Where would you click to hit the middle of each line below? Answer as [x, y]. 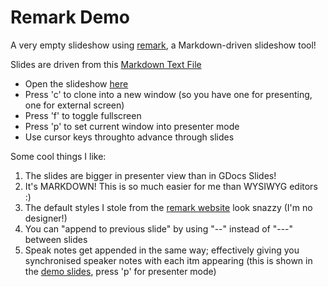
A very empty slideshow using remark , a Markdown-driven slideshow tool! [163, 45]
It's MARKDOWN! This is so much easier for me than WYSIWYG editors [171, 186]
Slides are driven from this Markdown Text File [106, 64]
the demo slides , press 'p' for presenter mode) [120, 271]
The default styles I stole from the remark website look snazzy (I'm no [168, 207]
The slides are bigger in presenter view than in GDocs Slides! [150, 175]
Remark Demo [70, 17]
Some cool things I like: [58, 156]
